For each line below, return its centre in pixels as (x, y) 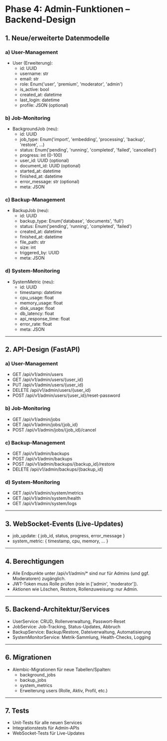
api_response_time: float (45, 318)
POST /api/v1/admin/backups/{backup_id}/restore (64, 464)
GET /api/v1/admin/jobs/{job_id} (45, 424)
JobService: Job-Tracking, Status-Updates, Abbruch (66, 626)
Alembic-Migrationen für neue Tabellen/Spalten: (62, 669)
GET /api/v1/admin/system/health (46, 498)
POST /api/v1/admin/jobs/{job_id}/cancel (54, 430)
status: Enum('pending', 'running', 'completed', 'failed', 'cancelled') (88, 150)
